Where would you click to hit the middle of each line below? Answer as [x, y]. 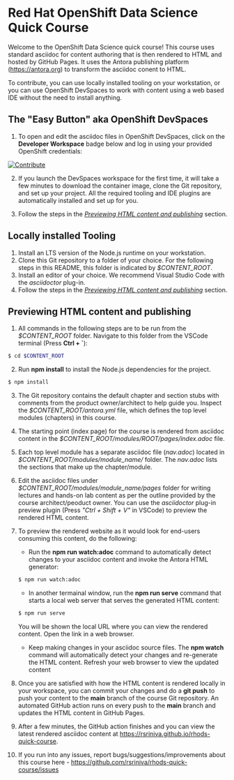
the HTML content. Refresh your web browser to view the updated [123, 662]
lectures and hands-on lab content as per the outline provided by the [117, 495]
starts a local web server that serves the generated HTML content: [124, 600]
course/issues [38, 770]
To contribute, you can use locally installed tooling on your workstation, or [114, 82]
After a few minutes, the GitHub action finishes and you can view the [116, 726]
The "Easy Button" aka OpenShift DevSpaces [108, 120]
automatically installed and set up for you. [78, 200]
